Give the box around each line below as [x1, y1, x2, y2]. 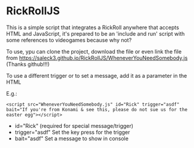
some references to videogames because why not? [6, 36, 132, 43]
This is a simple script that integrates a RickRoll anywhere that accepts [6, 24, 180, 31]
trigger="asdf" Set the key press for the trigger [14, 128, 130, 136]
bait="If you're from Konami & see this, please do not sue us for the [6, 106, 187, 112]
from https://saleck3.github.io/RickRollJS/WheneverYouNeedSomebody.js [6, 54, 188, 61]
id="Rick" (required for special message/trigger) [14, 122, 134, 129]
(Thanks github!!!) [6, 61, 50, 68]
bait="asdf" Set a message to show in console [14, 135, 129, 142]
